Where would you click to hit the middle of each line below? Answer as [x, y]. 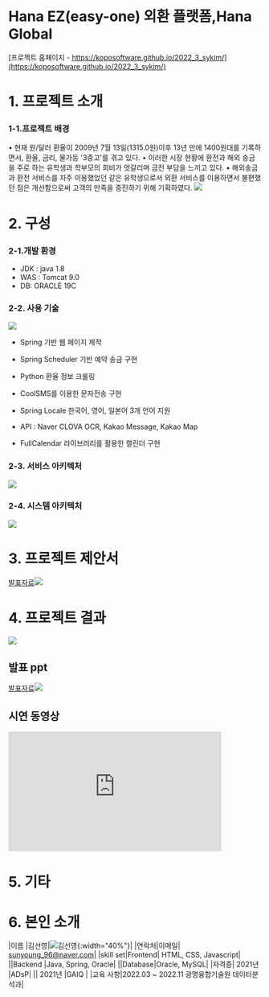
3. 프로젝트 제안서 [63, 558]
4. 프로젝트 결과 [57, 618]
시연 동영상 [34, 716]
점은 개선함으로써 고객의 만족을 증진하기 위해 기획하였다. [104, 188]
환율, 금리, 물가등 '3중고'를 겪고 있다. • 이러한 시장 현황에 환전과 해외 [133, 158]
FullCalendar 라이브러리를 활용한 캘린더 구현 [90, 443]
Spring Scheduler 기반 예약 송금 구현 [79, 360]
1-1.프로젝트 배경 [39, 129]
